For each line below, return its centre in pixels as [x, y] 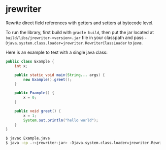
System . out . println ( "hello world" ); [61, 120]
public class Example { [30, 61]
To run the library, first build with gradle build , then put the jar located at [80, 32]
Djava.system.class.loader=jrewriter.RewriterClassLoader [66, 43]
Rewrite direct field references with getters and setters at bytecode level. [80, 23]
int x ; [21, 66]
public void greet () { [38, 111]
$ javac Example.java [28, 138]
